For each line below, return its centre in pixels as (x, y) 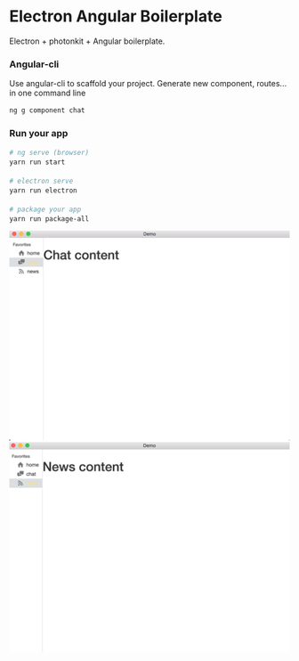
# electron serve (41, 181)
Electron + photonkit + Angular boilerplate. (87, 41)
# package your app (45, 209)
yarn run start (37, 162)
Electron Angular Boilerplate (116, 16)
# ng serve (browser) (49, 153)
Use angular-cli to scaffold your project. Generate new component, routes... (148, 84)
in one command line (48, 93)
